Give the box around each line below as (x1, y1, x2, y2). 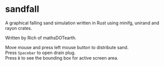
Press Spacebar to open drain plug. (5, 50, 76, 56)
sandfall (5, 3, 40, 15)
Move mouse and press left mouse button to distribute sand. (5, 44, 129, 50)
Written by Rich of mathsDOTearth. (5, 35, 77, 41)
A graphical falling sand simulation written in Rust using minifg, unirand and (5, 20, 160, 26)
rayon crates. (5, 25, 32, 31)
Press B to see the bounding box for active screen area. (5, 55, 118, 61)
